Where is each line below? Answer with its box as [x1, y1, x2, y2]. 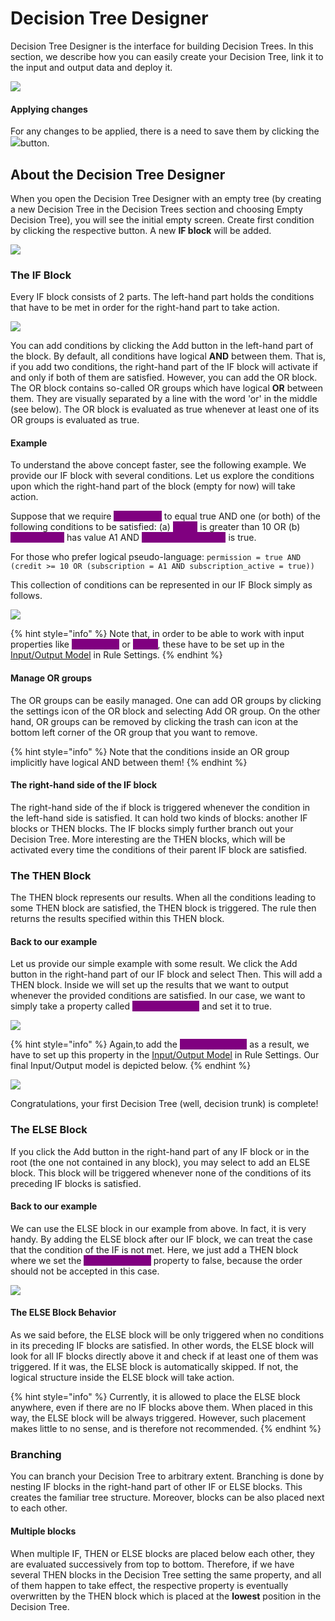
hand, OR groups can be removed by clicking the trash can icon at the [10, 715, 299, 727]
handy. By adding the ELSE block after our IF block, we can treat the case [10, 1233, 313, 1245]
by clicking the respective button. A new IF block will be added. [10, 224, 272, 236]
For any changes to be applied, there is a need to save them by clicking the [10, 125, 320, 137]
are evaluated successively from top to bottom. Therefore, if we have [10, 1558, 295, 1570]
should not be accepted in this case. [10, 1265, 160, 1277]
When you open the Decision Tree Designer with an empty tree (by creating [10, 192, 322, 204]
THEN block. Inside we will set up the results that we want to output [10, 979, 289, 991]
